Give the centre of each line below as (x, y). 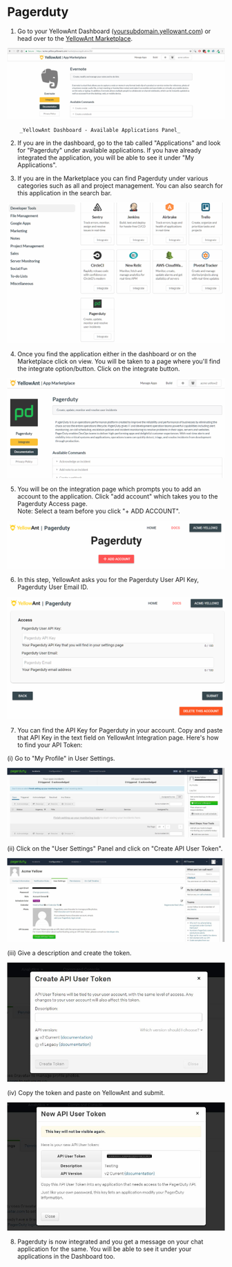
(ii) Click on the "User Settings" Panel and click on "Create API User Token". (115, 848)
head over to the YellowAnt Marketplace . (75, 38)
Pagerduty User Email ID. (52, 587)
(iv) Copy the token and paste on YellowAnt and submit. (86, 1092)
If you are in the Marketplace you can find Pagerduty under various (113, 178)
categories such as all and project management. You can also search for (120, 186)
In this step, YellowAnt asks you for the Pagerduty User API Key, (108, 580)
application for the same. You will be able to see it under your (104, 1249)
